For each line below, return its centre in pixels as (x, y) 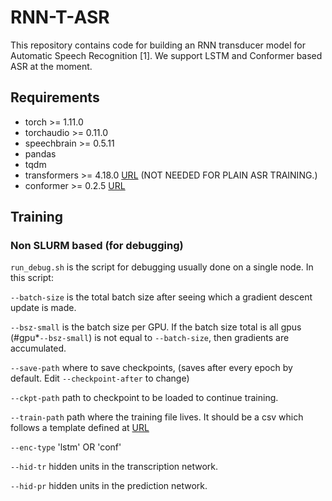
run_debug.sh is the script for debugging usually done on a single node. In (162, 267)
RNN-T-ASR (60, 17)
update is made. (43, 308)
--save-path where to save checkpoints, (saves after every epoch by (151, 368)
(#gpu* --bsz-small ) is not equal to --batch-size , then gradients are (150, 338)
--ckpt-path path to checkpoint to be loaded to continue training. (144, 398)
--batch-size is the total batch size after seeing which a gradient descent (161, 297)
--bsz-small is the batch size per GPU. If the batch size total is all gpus (156, 327)
